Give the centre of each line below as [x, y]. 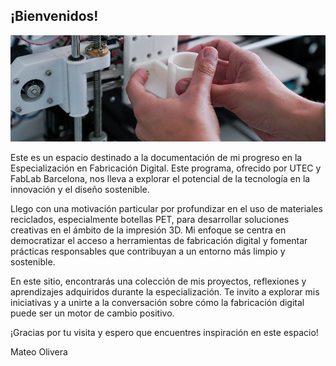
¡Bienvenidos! [54, 16]
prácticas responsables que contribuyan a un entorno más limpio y [148, 251]
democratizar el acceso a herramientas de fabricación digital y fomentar [159, 241]
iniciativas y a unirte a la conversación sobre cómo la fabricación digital [157, 303]
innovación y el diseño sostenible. [80, 190]
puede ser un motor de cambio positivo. [92, 313]
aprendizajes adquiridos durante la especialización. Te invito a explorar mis [165, 292]
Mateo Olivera [39, 352]
